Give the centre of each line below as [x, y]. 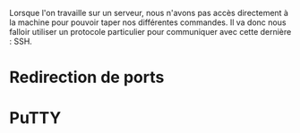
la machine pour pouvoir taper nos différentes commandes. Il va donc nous [148, 22]
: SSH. [21, 41]
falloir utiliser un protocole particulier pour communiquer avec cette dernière [150, 32]
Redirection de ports [87, 77]
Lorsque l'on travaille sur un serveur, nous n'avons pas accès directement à [149, 13]
